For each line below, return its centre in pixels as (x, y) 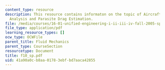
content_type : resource (29, 10)
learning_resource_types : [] (35, 33)
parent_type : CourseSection (34, 46)
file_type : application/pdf (34, 28)
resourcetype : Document (29, 51)
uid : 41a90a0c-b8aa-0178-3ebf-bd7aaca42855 (50, 60)
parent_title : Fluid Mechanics (37, 42)
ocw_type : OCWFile (24, 37)
